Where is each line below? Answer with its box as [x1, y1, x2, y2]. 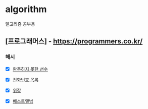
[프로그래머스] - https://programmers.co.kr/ [5, 37, 143, 46]
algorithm [5, 4, 47, 15]
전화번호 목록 [12, 77, 39, 83]
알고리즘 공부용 [5, 21, 35, 27]
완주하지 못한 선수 [12, 66, 48, 72]
